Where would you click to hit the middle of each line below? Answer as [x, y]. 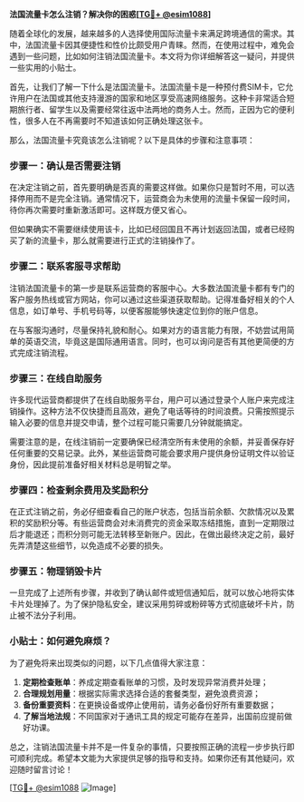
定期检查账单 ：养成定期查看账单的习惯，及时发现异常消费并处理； [145, 682]
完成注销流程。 [45, 352]
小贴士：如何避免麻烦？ [60, 641]
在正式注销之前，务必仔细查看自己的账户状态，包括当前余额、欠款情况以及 [148, 512]
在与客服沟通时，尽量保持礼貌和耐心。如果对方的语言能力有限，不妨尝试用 [148, 329]
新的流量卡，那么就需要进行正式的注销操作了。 [112, 240]
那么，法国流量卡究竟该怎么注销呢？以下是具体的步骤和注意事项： [132, 140]
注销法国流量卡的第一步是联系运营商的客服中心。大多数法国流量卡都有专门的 [152, 288]
